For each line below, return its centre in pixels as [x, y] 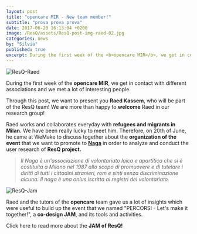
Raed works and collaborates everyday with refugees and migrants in [91, 124]
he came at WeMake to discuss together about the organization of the [91, 137]
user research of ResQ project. [44, 149]
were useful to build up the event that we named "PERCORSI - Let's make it [97, 208]
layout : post [22, 11]
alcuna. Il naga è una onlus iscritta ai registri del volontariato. [95, 179]
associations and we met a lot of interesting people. [68, 89]
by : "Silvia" [22, 44]
